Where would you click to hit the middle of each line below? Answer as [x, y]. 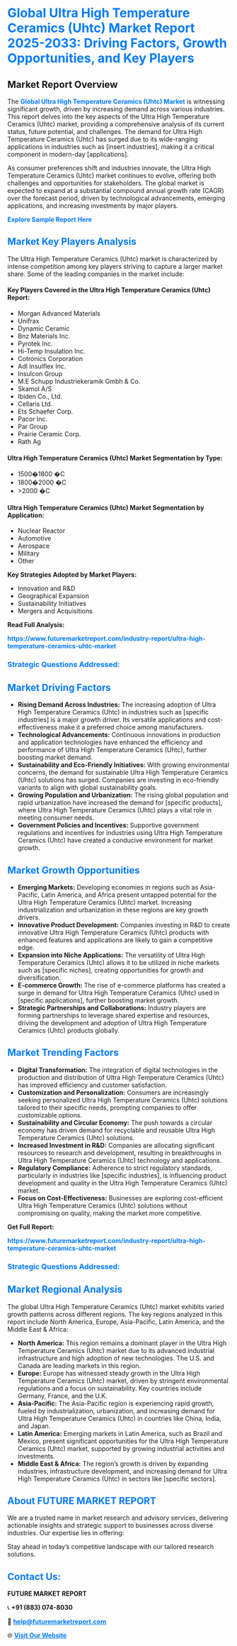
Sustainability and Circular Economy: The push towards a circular [115, 1122]
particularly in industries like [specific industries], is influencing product [122, 1175]
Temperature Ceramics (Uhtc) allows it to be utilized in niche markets [118, 962]
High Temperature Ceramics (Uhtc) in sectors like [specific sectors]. [117, 1479]
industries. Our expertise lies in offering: [66, 1533]
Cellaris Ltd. [35, 404]
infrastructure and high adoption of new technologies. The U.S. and [116, 1358]
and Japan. [34, 1426]
